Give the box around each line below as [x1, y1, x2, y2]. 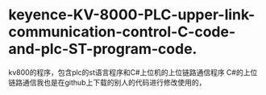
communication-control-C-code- [8, 23, 236, 41]
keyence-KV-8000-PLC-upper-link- [8, 6, 256, 24]
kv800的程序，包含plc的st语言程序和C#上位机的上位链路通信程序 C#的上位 [8, 67, 258, 77]
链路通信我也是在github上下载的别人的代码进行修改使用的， [8, 77, 206, 87]
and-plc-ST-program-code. [8, 40, 197, 58]
